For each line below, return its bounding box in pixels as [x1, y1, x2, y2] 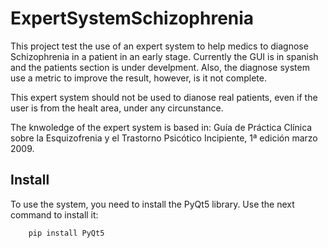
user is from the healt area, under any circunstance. [10, 102, 224, 114]
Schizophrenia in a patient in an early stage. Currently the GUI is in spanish [10, 50, 319, 62]
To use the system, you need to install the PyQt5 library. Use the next [10, 198, 295, 210]
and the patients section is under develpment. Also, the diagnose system [10, 61, 310, 73]
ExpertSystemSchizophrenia [10, 7, 255, 30]
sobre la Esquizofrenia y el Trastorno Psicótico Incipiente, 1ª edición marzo [10, 132, 318, 144]
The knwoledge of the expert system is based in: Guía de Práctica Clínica [10, 121, 313, 133]
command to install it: [10, 208, 99, 221]
